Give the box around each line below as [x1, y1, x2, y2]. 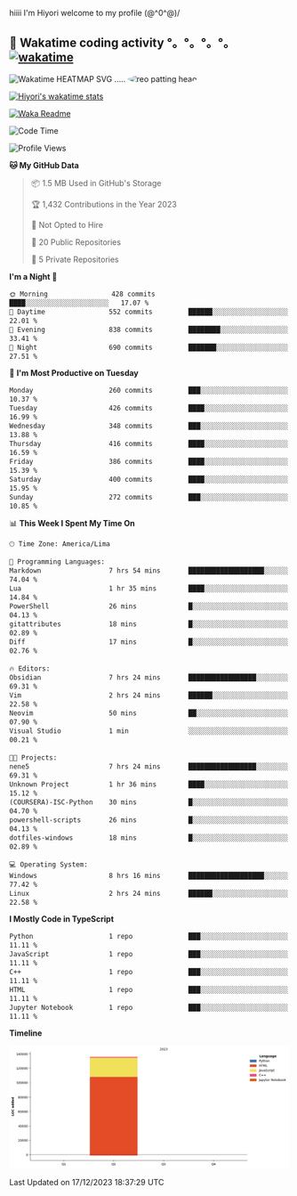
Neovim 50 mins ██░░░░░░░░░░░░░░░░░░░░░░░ [9, 708, 289, 718]
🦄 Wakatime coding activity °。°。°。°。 [9, 36, 236, 51]
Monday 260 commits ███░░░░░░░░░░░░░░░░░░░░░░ [9, 386, 289, 395]
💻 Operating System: [9, 859, 89, 869]
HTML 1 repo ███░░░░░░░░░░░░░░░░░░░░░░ [9, 985, 289, 994]
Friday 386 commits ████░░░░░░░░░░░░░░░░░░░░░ [9, 457, 289, 466]
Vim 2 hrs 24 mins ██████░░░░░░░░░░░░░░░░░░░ [9, 690, 289, 700]
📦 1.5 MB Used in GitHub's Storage [30, 177, 162, 188]
